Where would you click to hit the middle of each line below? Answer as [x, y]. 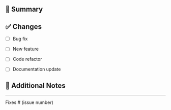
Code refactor [27, 59]
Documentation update [37, 69]
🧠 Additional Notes [35, 85]
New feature [26, 49]
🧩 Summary [24, 9]
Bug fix [20, 39]
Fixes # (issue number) [29, 102]
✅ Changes [24, 27]
